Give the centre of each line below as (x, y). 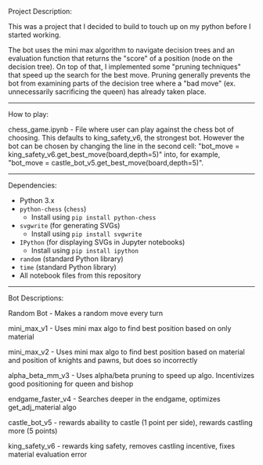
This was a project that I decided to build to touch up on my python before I (130, 26)
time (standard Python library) (68, 267)
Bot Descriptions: (36, 298)
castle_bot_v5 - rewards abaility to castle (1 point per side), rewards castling (130, 422)
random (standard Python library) (71, 259)
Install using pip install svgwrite (86, 234)
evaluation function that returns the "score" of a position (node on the (121, 58)
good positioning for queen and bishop (71, 384)
